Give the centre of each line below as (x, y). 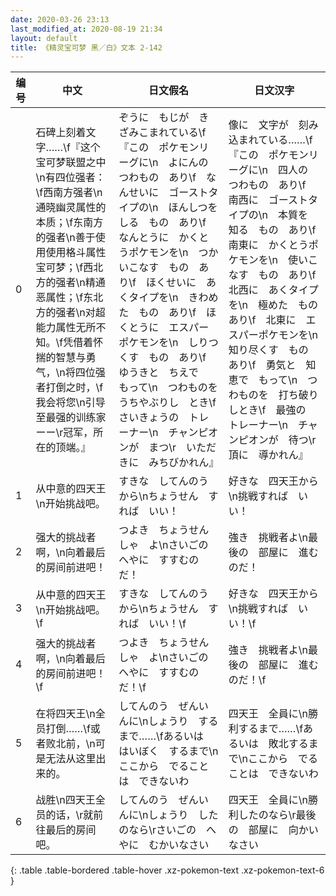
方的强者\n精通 (70, 283)
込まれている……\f (270, 140)
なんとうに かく (159, 238)
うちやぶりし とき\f (167, 403)
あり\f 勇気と (262, 365)
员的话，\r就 (64, 815)
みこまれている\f (167, 133)
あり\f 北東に (262, 320)
